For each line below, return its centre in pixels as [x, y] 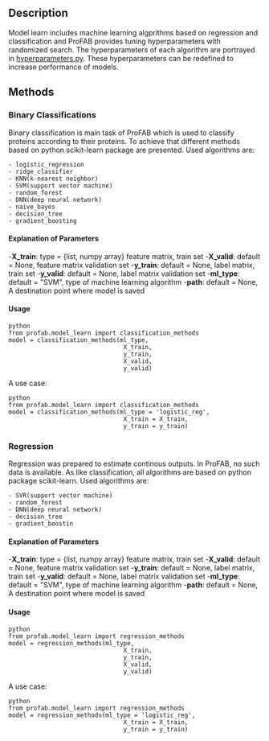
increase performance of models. [63, 67]
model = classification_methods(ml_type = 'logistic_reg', [109, 412]
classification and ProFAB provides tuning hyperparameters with [114, 41]
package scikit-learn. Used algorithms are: [79, 481]
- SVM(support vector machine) [61, 185]
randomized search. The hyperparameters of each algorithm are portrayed [132, 49]
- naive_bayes [32, 207]
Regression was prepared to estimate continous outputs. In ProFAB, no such [134, 464]
